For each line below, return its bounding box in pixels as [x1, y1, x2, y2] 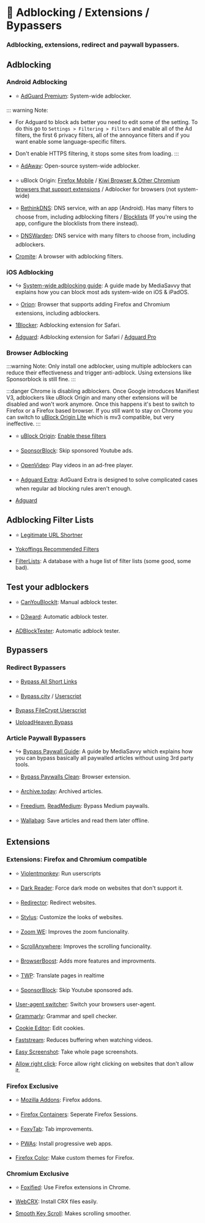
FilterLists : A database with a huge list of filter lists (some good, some [15, 557, 192, 565]
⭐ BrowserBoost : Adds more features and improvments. [15, 957, 157, 965]
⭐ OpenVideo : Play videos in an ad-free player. [15, 462, 133, 469]
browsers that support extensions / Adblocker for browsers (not [15, 185, 176, 193]
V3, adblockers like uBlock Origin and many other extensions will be [6, 394, 177, 402]
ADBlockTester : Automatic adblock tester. [15, 627, 121, 635]
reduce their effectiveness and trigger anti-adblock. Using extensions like [6, 369, 192, 376]
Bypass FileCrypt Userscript [15, 706, 87, 714]
